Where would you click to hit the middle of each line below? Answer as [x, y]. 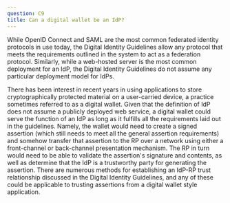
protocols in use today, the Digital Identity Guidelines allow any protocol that [115, 47]
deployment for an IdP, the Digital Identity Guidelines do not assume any [109, 69]
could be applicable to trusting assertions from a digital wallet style [102, 184]
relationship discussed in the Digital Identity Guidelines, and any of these [110, 177]
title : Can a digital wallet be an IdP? [66, 20]
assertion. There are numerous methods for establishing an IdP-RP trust [109, 170]
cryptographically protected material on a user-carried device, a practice [111, 96]
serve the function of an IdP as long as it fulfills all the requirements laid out [114, 118]
